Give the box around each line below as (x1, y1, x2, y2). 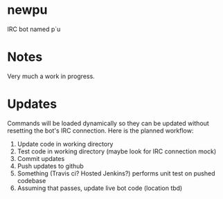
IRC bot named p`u (7, 25, 61, 33)
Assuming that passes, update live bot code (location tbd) (17, 184, 183, 192)
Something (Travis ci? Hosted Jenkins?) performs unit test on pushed (17, 169, 215, 178)
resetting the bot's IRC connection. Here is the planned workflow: (7, 126, 194, 135)
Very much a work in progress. (7, 72, 95, 80)
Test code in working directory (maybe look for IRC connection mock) (17, 147, 217, 155)
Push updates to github (17, 162, 84, 170)
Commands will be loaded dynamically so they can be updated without (7, 119, 209, 127)
